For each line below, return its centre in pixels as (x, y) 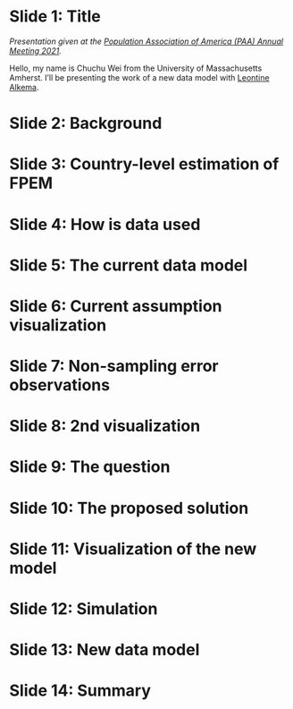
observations (59, 385)
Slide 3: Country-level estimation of (144, 164)
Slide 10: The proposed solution (129, 508)
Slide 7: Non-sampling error (114, 367)
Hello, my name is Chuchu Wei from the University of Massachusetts (136, 68)
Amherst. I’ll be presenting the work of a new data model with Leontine (139, 77)
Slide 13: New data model (105, 650)
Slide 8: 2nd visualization (105, 426)
